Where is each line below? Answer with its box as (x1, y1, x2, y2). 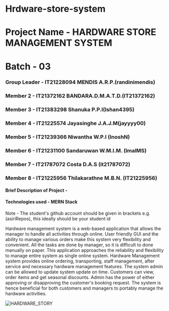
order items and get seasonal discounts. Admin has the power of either (5, 274, 155, 280)
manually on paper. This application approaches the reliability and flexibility (5, 247, 164, 253)
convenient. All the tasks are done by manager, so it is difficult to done (5, 242, 154, 248)
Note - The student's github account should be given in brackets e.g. (5, 210, 151, 216)
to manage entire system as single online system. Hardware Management (5, 252, 160, 258)
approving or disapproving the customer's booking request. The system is (5, 279, 161, 286)
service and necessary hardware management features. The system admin (5, 263, 163, 269)
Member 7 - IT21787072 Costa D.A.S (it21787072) (5, 161, 131, 168)
